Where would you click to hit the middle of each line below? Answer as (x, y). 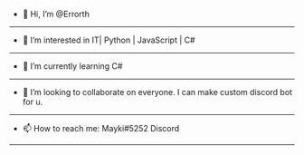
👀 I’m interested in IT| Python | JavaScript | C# (109, 40)
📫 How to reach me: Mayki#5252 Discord (101, 128)
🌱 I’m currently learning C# (72, 66)
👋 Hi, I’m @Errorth (56, 14)
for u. (33, 102)
